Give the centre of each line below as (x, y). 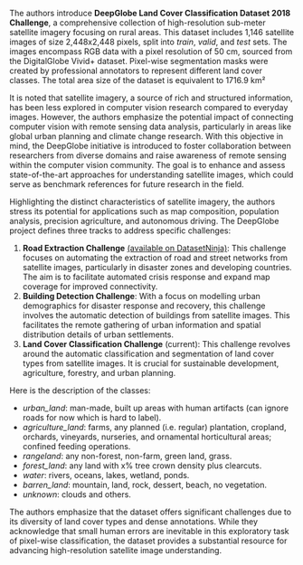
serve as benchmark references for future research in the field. (127, 184)
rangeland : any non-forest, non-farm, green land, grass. (127, 456)
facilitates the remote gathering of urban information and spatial (142, 325)
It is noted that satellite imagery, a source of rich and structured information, (151, 98)
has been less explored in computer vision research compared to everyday (149, 107)
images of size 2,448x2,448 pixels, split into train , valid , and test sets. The (148, 42)
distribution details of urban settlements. (98, 334)
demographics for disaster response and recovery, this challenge (144, 306)
